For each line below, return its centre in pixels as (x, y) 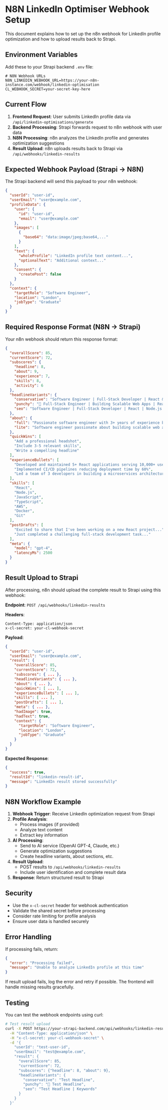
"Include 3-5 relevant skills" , (48, 446)
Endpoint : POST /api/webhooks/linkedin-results (55, 605)
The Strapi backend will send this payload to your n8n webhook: (71, 182)
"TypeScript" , (29, 502)
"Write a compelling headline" (47, 451)
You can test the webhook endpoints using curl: (54, 1015)
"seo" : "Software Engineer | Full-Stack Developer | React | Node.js (88, 409)
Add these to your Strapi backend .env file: (49, 67)
